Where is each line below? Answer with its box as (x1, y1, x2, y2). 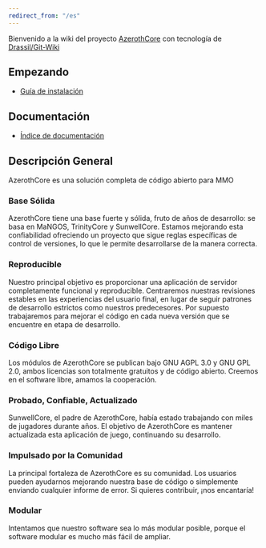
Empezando (8, 66, 70, 79)
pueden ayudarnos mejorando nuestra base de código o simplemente (8, 477, 239, 486)
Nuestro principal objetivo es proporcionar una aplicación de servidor (8, 277, 238, 286)
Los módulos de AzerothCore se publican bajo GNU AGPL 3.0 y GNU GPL (8, 358, 251, 367)
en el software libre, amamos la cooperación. (8, 374, 158, 384)
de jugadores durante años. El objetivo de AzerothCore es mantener (8, 422, 233, 431)
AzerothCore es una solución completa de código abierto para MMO (8, 175, 234, 185)
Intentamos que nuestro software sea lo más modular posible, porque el (8, 523, 246, 533)
